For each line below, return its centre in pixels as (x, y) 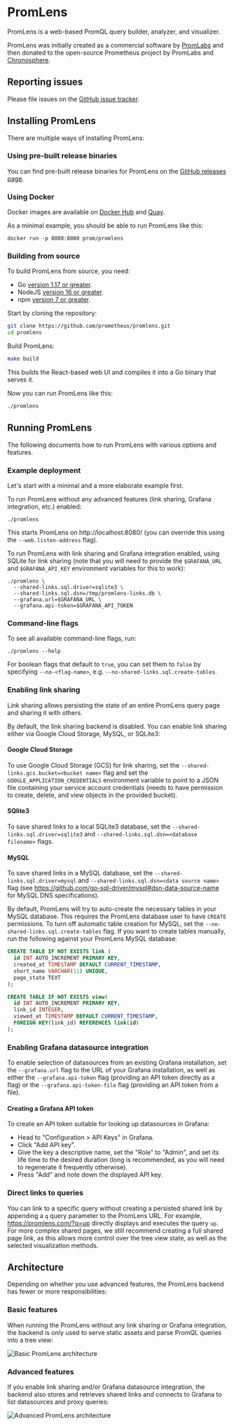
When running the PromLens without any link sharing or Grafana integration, (117, 1325)
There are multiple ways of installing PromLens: (76, 138)
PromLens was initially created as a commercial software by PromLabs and (116, 45)
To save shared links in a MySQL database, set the (80, 873)
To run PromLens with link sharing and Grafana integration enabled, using (113, 553)
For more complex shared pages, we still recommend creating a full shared (115, 1231)
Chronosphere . (29, 60)
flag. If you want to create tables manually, (164, 932)
